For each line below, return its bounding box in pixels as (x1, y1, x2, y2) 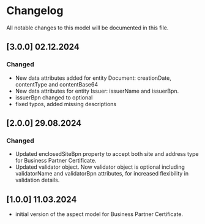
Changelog (6, 4, 64, 18)
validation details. (15, 176, 60, 184)
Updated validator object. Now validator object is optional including (15, 163, 185, 171)
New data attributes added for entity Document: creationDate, (15, 74, 171, 82)
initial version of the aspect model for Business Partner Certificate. (15, 210, 184, 218)
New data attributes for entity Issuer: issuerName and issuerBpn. (15, 87, 179, 95)
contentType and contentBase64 (15, 80, 99, 88)
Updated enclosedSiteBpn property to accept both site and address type (15, 150, 199, 158)
